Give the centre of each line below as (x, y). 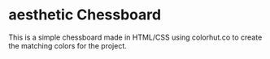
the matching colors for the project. (68, 45)
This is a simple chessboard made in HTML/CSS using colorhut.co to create (135, 37)
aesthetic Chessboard (85, 15)
